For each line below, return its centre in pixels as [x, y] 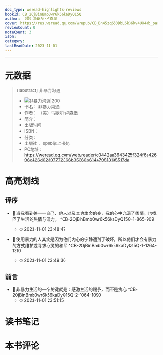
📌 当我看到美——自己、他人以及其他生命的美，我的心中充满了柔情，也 [82, 213]
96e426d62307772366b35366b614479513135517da [77, 160]
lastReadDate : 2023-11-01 [31, 46]
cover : [12, 23]
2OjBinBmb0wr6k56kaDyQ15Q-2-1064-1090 [57, 295]
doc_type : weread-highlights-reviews [43, 9]
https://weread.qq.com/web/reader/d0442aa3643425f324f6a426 [90, 155]
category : [15, 41]
